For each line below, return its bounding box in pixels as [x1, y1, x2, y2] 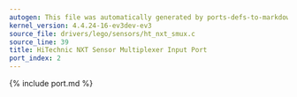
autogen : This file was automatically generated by [9, 12, 203, 22]
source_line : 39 [9, 37, 69, 47]
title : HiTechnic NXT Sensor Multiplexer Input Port [9, 46, 208, 55]
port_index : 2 [9, 54, 62, 63]
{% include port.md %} [9, 78, 94, 88]
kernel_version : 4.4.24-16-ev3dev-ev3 [9, 21, 152, 30]
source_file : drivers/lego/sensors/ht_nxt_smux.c [9, 29, 196, 38]
